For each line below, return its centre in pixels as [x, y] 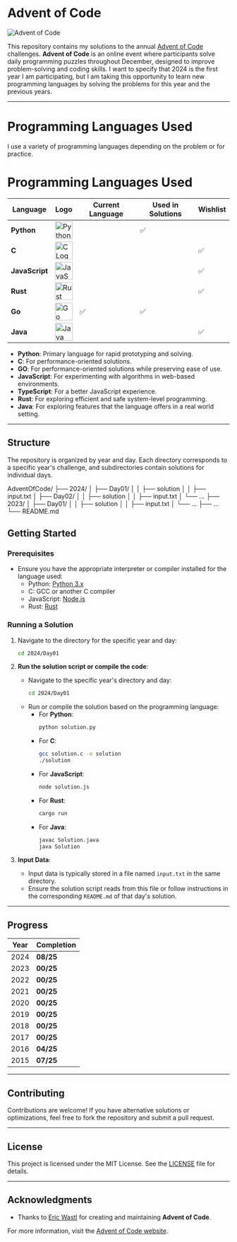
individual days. [30, 475]
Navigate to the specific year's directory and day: [100, 680]
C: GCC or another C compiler [72, 592]
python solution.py [67, 728]
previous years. [30, 91]
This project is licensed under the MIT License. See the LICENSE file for [111, 1163]
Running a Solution [41, 625]
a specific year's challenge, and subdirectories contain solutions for [106, 467]
